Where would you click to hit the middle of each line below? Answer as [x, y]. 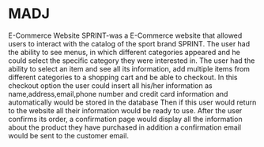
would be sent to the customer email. [68, 135]
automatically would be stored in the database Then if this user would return [132, 102]
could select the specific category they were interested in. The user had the [132, 61]
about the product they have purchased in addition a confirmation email [125, 127]
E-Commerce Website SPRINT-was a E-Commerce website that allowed [125, 35]
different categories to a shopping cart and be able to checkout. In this [123, 77]
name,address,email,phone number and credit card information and [118, 94]
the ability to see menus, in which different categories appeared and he [124, 52]
